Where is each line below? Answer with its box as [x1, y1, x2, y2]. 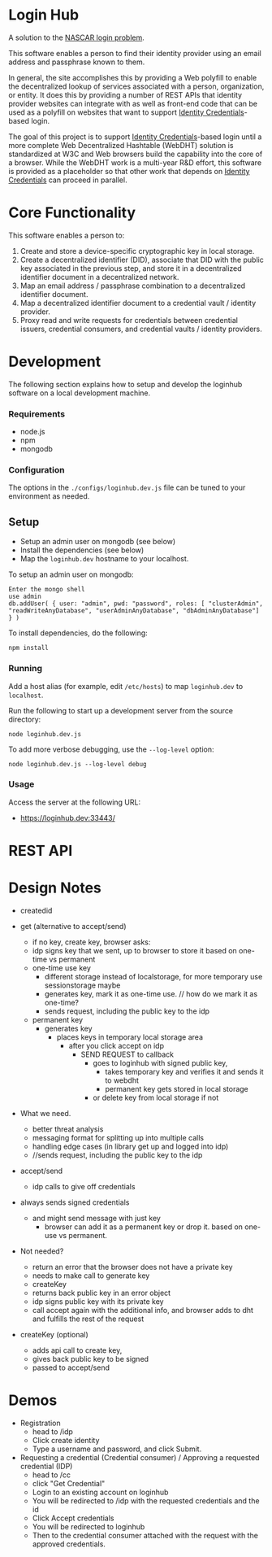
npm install [8, 644, 49, 652]
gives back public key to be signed [32, 1354, 149, 1363]
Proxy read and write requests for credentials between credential [19, 315, 238, 325]
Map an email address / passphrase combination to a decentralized [19, 281, 246, 290]
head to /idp [32, 1426, 73, 1437]
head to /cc [32, 1470, 71, 1480]
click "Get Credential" [32, 1478, 106, 1488]
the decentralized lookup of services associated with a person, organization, [8, 81, 265, 91]
